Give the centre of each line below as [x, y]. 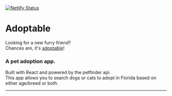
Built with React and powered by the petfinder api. [58, 73]
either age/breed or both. [32, 83]
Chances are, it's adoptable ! [35, 48]
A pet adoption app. [30, 61]
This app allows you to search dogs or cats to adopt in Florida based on [81, 78]
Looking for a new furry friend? [38, 42]
